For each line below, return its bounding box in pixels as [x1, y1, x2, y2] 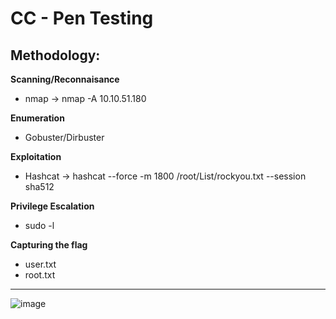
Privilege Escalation [10, 200, 95, 212]
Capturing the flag [10, 239, 88, 251]
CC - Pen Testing [10, 7, 154, 30]
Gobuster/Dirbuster [24, 132, 105, 143]
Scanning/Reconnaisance [10, 73, 120, 85]
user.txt [24, 258, 57, 270]
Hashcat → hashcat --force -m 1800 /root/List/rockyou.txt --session [24, 170, 307, 182]
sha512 [24, 181, 55, 192]
